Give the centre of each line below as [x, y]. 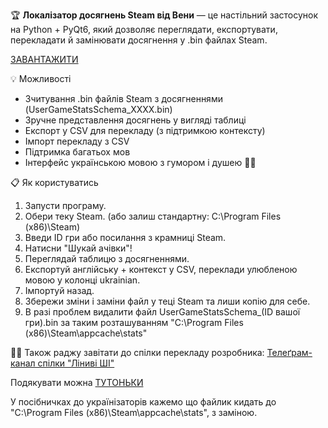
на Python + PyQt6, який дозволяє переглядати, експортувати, [144, 29]
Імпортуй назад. [59, 290]
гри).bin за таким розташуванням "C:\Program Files [134, 322]
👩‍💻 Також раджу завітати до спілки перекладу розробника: [137, 352]
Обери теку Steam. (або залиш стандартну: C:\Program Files [153, 216]
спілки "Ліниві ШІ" [76, 363]
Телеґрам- [289, 352]
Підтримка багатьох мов [77, 152]
